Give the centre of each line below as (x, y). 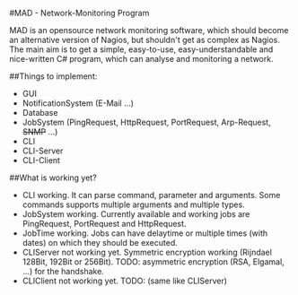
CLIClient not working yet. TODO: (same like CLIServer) (124, 281)
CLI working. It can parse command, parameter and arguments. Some (151, 195)
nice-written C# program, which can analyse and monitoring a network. (141, 59)
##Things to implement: (53, 76)
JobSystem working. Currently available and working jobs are (136, 214)
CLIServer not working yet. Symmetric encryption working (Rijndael (147, 252)
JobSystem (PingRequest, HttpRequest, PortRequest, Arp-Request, (146, 122)
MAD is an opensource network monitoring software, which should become (149, 30)
